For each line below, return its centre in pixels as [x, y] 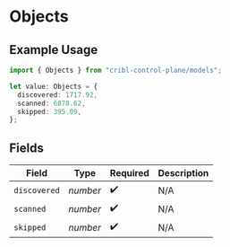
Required [129, 173]
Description [183, 173]
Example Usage [54, 50]
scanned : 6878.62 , [52, 103]
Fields [27, 148]
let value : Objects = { [54, 86]
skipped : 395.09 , [50, 111]
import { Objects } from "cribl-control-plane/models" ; [115, 70]
